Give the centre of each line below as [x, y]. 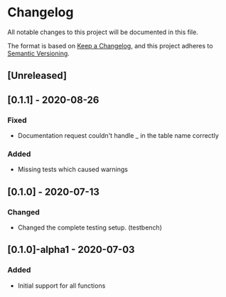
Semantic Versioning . [38, 53]
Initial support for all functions [61, 286]
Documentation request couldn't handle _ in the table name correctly [118, 136]
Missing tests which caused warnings [72, 169]
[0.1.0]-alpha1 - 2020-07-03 [71, 250]
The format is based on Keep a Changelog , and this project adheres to [110, 45]
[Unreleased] [37, 76]
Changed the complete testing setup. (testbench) [90, 227]
